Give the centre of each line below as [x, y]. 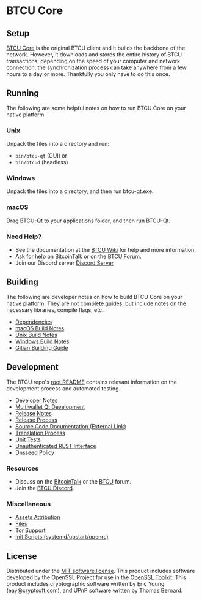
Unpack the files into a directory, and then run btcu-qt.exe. [80, 191]
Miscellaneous [28, 504]
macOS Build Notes [40, 328]
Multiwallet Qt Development [50, 407]
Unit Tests [28, 439]
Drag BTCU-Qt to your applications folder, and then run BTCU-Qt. [88, 221]
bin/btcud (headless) [41, 162]
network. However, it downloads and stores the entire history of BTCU [94, 55]
